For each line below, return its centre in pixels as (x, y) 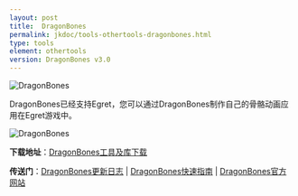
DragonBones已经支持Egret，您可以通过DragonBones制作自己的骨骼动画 (145, 104)
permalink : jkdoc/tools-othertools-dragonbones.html (111, 34)
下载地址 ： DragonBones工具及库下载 (78, 152)
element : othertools (48, 51)
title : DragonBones (48, 26)
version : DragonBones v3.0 (60, 60)
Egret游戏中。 (51, 115)
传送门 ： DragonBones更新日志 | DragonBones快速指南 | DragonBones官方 (148, 171)
